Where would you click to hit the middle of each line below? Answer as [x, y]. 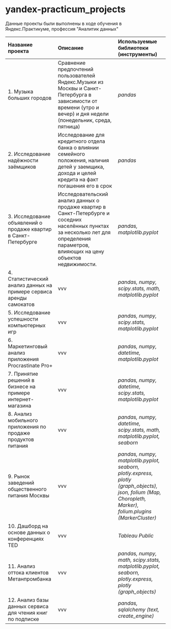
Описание [71, 48]
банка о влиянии [78, 147]
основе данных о [29, 532]
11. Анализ [22, 566]
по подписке [23, 619]
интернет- [21, 399]
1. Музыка [21, 91]
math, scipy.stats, [139, 560]
